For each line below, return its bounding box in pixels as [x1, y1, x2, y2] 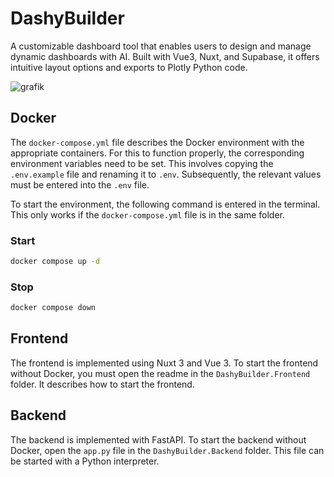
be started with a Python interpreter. [10, 455, 160, 467]
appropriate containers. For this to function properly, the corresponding [10, 147, 305, 159]
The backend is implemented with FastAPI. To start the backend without [10, 433, 307, 446]
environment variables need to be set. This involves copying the [10, 157, 274, 169]
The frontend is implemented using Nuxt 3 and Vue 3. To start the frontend [10, 357, 319, 369]
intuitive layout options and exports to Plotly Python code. [10, 61, 248, 73]
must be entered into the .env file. [10, 178, 150, 191]
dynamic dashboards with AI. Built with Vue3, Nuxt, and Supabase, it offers [10, 50, 320, 62]
